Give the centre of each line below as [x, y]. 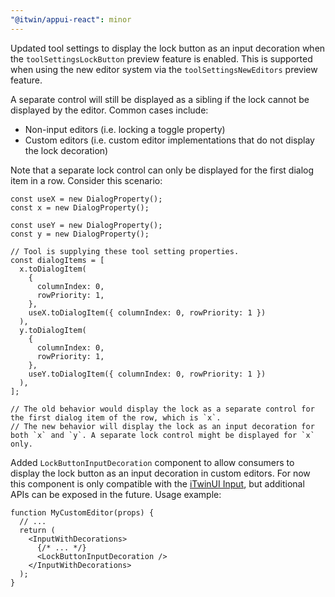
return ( [37, 530]
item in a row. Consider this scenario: [86, 180]
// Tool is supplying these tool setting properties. [125, 251]
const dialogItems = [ [57, 260]
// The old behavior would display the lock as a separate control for [162, 409]
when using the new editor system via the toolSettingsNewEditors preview [164, 69]
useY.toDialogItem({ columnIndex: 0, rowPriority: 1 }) [147, 374]
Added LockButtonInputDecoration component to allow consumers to [152, 462]
